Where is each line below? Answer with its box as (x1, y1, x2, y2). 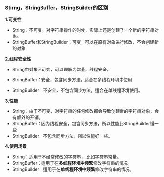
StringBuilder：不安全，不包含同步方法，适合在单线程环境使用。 (12, 87, 143, 93)
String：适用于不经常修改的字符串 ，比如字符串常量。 (12, 154, 121, 160)
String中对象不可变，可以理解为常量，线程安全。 (12, 67, 112, 72)
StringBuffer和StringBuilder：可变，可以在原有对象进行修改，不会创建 (12, 39, 155, 45)
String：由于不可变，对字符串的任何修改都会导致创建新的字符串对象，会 (12, 108, 159, 114)
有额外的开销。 (12, 114, 43, 120)
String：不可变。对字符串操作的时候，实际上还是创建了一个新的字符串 (12, 27, 155, 33)
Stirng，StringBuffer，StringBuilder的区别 (5, 4, 109, 11)
